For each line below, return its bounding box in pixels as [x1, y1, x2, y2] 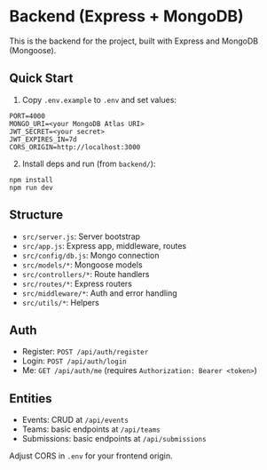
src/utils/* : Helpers [21, 297, 99, 307]
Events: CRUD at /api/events [21, 415, 129, 426]
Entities [9, 391, 52, 406]
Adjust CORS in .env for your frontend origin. [9, 450, 173, 461]
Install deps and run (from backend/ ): [21, 158, 156, 169]
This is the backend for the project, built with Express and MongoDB [9, 36, 259, 46]
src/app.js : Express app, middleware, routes [21, 240, 187, 251]
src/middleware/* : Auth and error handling [21, 287, 177, 299]
